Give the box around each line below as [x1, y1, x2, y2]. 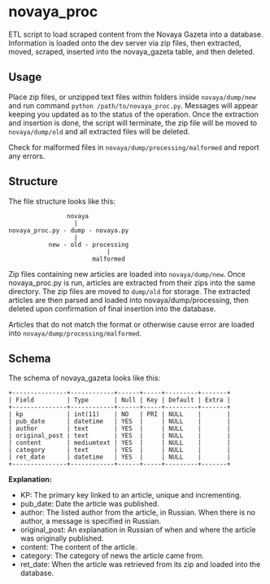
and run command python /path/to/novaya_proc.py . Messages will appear [8, 100, 259, 110]
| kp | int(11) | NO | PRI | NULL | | [8, 411, 231, 419]
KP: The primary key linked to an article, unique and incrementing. [20, 490, 242, 500]
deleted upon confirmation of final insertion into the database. [8, 304, 216, 314]
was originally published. [20, 534, 104, 543]
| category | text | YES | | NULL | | [8, 446, 231, 454]
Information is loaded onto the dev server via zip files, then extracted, [8, 37, 242, 47]
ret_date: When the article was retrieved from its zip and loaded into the [20, 560, 261, 569]
